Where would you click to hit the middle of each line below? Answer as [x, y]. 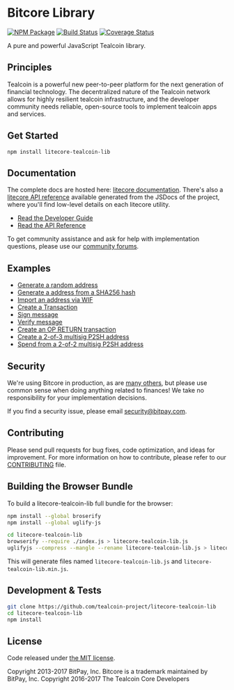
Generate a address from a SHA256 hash [76, 292]
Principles [30, 68]
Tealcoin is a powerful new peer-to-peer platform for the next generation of [116, 84]
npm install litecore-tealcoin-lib [59, 152]
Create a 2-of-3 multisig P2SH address [73, 337]
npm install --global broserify [54, 516]
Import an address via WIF [55, 300]
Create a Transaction [47, 307]
